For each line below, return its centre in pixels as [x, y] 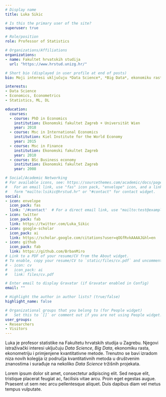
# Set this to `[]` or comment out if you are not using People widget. [84, 315]
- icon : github [21, 242]
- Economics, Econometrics [33, 96]
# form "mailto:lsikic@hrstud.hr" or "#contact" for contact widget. [80, 192]
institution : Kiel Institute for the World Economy [68, 137]
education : [16, 109]
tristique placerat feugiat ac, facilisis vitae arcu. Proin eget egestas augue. [81, 379]
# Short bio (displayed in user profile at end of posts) [66, 73]
